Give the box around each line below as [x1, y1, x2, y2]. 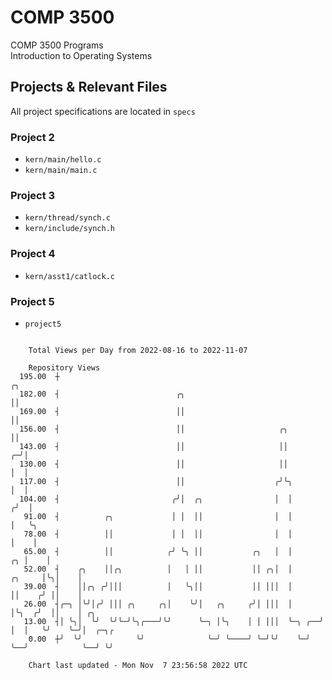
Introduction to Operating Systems [10, 49, 153, 61]
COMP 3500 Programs [10, 39, 104, 51]
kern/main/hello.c [24, 155, 102, 165]
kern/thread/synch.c [24, 213, 111, 223]
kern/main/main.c [24, 166, 98, 176]
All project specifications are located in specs [10, 105, 196, 117]
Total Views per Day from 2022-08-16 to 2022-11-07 [28, 345, 248, 355]
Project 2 [10, 130, 55, 144]
